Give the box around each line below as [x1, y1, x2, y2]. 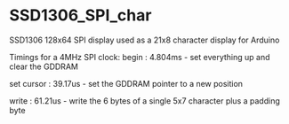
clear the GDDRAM [9, 61, 78, 72]
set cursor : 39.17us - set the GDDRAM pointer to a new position [9, 78, 243, 89]
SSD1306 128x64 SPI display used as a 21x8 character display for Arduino [9, 35, 280, 45]
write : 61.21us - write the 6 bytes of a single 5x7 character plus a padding [9, 95, 280, 106]
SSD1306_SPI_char [9, 5, 152, 26]
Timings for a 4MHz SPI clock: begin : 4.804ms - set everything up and [9, 51, 270, 62]
